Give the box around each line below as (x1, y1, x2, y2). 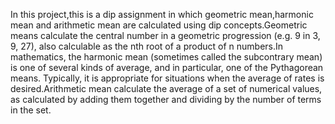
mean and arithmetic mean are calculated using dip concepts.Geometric (10, 19, 308, 31)
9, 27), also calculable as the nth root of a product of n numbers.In (10, 40, 284, 52)
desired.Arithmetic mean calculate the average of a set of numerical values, (10, 83, 323, 94)
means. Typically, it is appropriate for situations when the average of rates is (10, 72, 325, 84)
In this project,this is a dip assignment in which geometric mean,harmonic (10, 9, 314, 20)
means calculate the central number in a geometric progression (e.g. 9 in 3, (10, 30, 321, 41)
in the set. (10, 104, 52, 116)
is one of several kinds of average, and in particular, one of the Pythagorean (10, 62, 324, 73)
